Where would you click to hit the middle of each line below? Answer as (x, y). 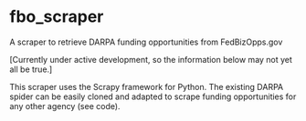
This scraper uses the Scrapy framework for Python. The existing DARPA (147, 86)
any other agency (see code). (65, 106)
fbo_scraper (57, 17)
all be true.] (31, 69)
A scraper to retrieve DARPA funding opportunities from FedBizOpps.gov (146, 42)
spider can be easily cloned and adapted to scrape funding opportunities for (153, 96)
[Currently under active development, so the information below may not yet (151, 59)
